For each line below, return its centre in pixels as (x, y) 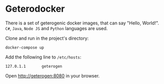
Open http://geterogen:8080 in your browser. (53, 76)
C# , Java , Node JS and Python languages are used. (57, 28)
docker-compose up (25, 47)
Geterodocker (35, 9)
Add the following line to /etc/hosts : (43, 57)
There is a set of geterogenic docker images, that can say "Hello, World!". (82, 23)
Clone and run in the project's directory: (47, 38)
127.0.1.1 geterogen (34, 66)
